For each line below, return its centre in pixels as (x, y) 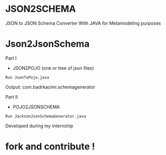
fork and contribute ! (50, 147)
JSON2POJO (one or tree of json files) (53, 68)
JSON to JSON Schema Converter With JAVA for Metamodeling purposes (83, 23)
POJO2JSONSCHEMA (36, 107)
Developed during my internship (39, 126)
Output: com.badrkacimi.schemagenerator (50, 87)
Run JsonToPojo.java (27, 77)
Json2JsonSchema (48, 44)
